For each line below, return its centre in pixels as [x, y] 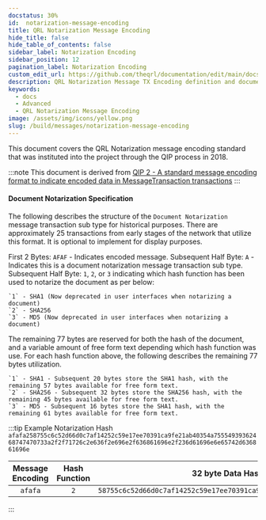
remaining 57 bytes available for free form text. [93, 385]
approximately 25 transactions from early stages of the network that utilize [130, 233]
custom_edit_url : [37, 74]
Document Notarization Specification [71, 199]
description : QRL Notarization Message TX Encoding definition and [122, 82]
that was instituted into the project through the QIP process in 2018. [118, 157]
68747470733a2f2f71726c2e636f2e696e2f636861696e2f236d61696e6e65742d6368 [133, 442]
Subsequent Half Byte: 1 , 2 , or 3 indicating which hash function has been [127, 273]
